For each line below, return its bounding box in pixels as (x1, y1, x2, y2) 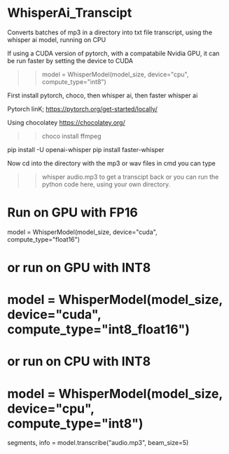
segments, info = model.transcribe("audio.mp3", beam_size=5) (7, 439, 189, 447)
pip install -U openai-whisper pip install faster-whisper (7, 145, 165, 153)
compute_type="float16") (7, 235, 81, 243)
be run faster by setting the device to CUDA (7, 56, 133, 64)
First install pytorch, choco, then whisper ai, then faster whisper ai (7, 91, 198, 99)
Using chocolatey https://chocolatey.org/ (7, 118, 125, 127)
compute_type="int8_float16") (7, 322, 190, 338)
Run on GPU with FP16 (7, 205, 139, 221)
